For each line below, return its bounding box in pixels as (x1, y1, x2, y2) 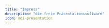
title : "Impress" (5, 7, 40, 12)
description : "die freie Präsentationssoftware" (5, 11, 105, 16)
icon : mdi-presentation (5, 16, 53, 20)
